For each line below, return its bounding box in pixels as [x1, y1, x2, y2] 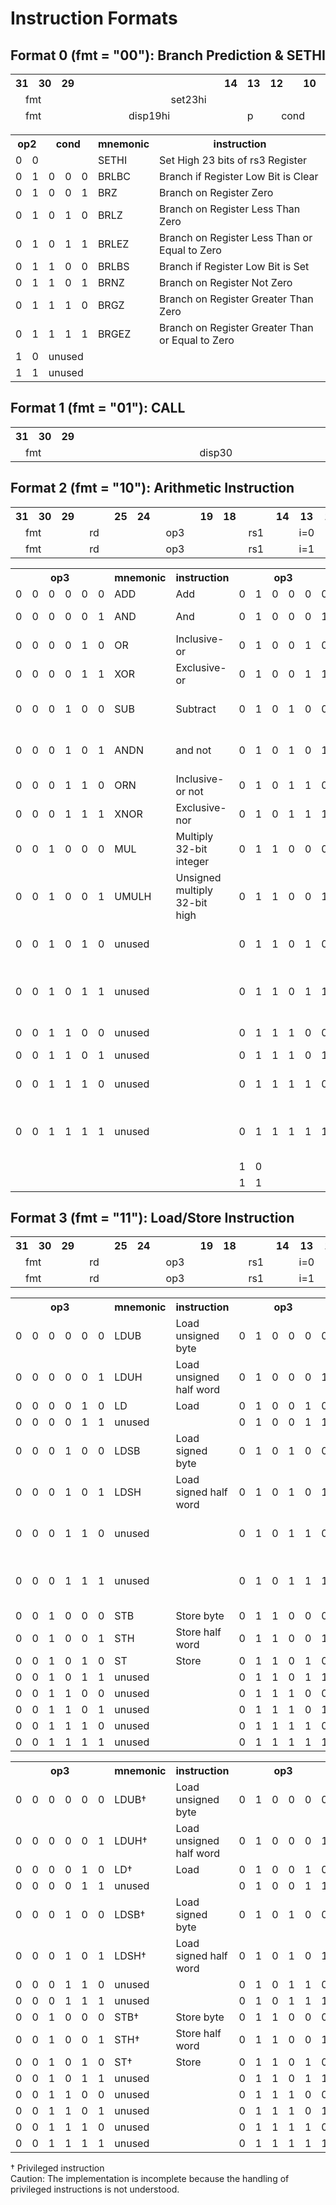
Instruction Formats [10, 7, 178, 30]
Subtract [175, 702, 217, 716]
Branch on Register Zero [159, 186, 274, 199]
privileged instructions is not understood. [10, 2183, 180, 2196]
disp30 [199, 445, 233, 459]
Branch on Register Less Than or [159, 231, 313, 244]
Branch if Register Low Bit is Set [159, 260, 310, 273]
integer [175, 854, 210, 868]
